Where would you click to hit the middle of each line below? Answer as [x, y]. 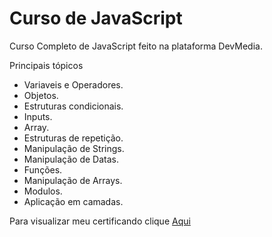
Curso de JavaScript [96, 18]
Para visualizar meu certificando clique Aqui [100, 221]
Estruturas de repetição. [73, 138]
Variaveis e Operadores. [73, 84]
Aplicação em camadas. [73, 201]
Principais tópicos [46, 65]
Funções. [43, 169]
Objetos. [41, 95]
